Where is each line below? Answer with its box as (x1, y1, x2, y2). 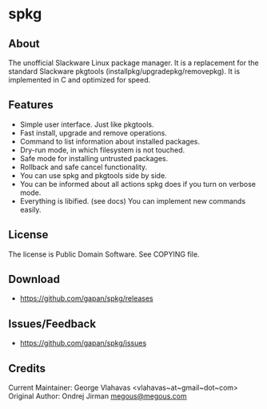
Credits (8, 362, 46, 375)
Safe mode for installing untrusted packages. (19, 153, 169, 163)
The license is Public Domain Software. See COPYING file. (8, 249, 200, 259)
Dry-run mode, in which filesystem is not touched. (19, 145, 185, 155)
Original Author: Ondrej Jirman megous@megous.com (8, 391, 188, 401)
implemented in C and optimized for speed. (8, 75, 151, 84)
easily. (19, 204, 42, 214)
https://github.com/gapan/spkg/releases (19, 294, 153, 303)
